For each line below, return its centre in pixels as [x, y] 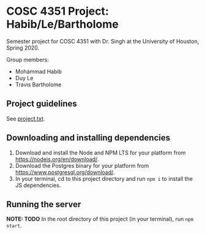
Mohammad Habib [39, 71]
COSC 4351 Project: [58, 11]
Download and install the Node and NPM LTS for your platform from [100, 153]
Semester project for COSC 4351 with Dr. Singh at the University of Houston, [103, 41]
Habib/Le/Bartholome [62, 24]
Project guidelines [42, 104]
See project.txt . [26, 118]
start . [14, 225]
